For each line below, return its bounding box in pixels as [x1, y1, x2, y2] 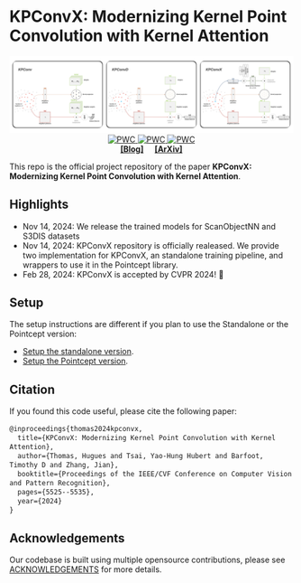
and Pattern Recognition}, [9, 479, 111, 488]
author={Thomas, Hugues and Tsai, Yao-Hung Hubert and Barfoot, [17, 452, 264, 461]
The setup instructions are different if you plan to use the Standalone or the [9, 319, 289, 330]
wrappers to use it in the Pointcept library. [22, 259, 178, 270]
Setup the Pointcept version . [22, 355, 129, 367]
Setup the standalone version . [22, 346, 134, 357]
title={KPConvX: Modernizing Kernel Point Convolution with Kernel [17, 434, 277, 443]
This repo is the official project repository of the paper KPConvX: [9, 161, 252, 172]
